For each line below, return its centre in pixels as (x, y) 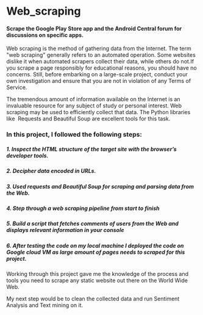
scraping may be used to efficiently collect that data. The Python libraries (98, 112)
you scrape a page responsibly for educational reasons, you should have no (101, 68)
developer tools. (27, 155)
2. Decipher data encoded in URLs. (51, 171)
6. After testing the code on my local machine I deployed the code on (95, 245)
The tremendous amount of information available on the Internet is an (94, 100)
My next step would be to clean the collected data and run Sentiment (93, 299)
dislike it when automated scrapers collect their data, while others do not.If (100, 62)
